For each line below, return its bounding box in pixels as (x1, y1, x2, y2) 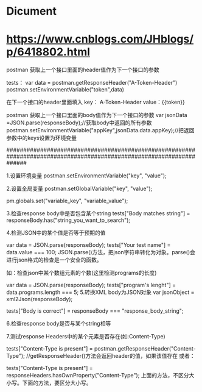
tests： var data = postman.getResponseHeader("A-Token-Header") (6, 79, 178, 87)
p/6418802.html (6, 45, 90, 59)
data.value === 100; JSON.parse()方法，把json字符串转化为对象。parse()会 (6, 249, 196, 256)
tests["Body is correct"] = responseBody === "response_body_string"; (6, 307, 184, 315)
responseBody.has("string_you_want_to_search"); (6, 216, 131, 224)
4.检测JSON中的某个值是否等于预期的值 (6, 229, 106, 237)
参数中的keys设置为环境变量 (6, 134, 77, 141)
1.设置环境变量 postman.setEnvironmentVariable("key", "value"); (6, 172, 167, 179)
